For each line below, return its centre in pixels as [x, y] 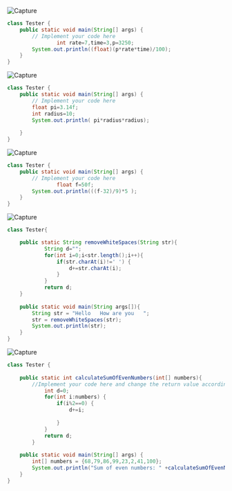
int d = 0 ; [57, 391]
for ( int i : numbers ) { [75, 397]
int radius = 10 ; [54, 114]
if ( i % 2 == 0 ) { [75, 404]
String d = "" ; [62, 249]
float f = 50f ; [75, 185]
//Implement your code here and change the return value [115, 384]
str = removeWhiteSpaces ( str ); [77, 320]
